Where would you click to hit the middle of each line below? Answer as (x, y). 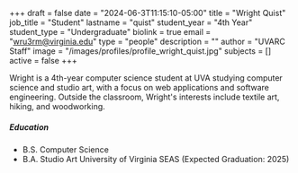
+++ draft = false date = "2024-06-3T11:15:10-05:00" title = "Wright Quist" (148, 13)
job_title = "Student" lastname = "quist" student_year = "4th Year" (131, 22)
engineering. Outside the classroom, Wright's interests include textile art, (144, 97)
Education (29, 127)
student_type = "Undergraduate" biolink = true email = (110, 32)
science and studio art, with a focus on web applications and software (140, 87)
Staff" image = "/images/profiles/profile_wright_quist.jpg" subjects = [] (140, 51)
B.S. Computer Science (66, 149)
